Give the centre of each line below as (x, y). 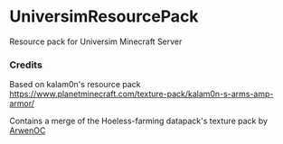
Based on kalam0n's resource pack (75, 85)
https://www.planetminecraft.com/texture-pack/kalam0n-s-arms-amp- (141, 94)
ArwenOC (28, 130)
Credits (26, 65)
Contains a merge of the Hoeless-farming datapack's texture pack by (139, 121)
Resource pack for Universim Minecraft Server (96, 41)
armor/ (22, 103)
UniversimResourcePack (104, 17)
